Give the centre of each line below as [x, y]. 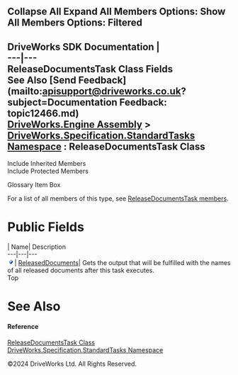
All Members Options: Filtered [75, 23]
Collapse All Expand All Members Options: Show [117, 12]
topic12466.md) [43, 113]
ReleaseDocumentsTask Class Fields [90, 69]
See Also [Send [42, 80]
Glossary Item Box [34, 185]
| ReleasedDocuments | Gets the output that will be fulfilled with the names [123, 263]
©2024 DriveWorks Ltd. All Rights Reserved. [72, 364]
